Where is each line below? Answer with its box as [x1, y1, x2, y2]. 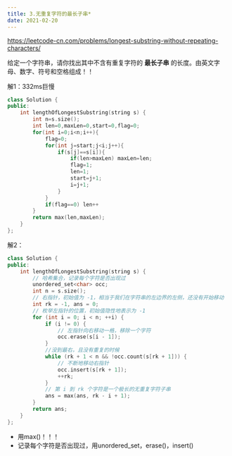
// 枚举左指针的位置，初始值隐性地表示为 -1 [32, 307, 146, 314]
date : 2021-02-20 [7, 17, 58, 24]
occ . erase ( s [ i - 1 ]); [57, 333, 121, 340]
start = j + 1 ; [70, 175, 102, 182]
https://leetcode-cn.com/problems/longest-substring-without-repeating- [7, 36, 219, 44]
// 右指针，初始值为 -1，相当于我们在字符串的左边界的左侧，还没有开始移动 [32, 294, 224, 302]
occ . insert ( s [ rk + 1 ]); [57, 366, 128, 374]
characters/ [7, 44, 41, 52]
